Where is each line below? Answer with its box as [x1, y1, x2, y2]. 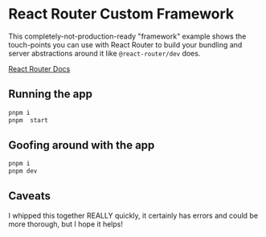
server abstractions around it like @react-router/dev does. [8, 48, 201, 58]
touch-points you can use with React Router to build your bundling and [8, 39, 243, 49]
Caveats [8, 190, 51, 203]
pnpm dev [8, 167, 38, 175]
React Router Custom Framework [8, 5, 235, 23]
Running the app [8, 88, 92, 101]
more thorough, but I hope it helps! [8, 219, 123, 229]
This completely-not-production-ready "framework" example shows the [8, 31, 247, 41]
